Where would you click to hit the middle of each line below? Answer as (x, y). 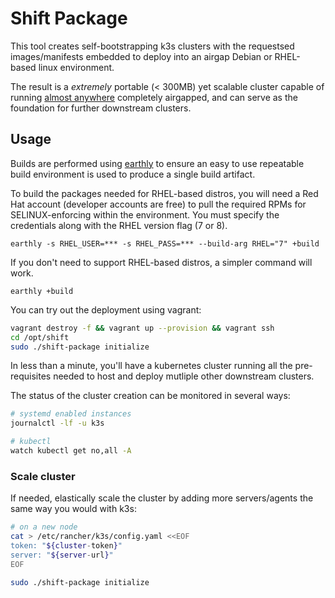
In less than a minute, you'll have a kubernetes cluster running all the (151, 366)
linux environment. (76, 67)
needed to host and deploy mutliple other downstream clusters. (184, 376)
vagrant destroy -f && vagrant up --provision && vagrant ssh (142, 328)
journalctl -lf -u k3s (57, 423)
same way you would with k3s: (73, 509)
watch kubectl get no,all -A (71, 451)
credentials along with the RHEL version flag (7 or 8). (119, 225)
